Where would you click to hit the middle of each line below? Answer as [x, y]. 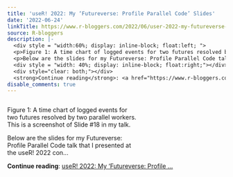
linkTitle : [23, 26]
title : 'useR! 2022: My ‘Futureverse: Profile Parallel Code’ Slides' [111, 13]
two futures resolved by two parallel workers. [72, 118]
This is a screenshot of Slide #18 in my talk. [69, 124]
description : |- [31, 39]
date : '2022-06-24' [35, 20]
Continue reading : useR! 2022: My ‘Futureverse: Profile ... [90, 166]
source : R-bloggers [35, 33]
